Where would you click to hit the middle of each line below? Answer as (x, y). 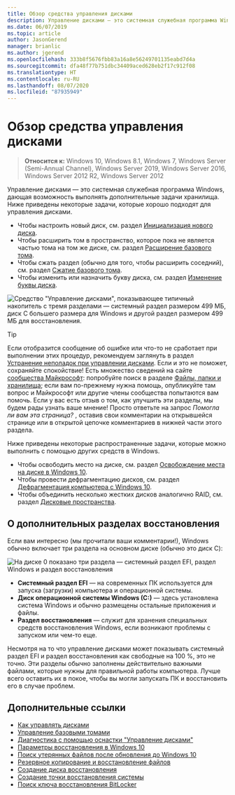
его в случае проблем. (41, 686)
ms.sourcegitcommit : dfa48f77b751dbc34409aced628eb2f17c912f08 (101, 66)
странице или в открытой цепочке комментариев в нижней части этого (115, 423)
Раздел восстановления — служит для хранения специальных (112, 620)
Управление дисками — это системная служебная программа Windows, (116, 189)
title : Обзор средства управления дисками (70, 14)
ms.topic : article (34, 33)
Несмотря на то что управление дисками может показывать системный (116, 648)
